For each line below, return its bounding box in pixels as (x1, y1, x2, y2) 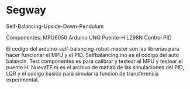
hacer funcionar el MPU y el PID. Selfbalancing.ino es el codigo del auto (6, 51, 179, 58)
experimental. (6, 76, 39, 83)
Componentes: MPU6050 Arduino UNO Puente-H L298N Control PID (6, 34, 172, 41)
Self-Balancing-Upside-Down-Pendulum (6, 23, 104, 30)
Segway (6, 3, 47, 17)
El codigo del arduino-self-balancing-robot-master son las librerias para (6, 45, 179, 52)
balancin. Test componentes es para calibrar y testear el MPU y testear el (6, 58, 183, 65)
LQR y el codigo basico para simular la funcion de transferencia (6, 70, 159, 77)
